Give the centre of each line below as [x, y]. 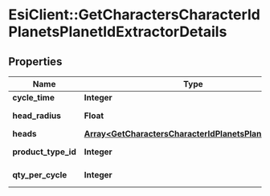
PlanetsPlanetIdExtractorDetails [118, 32]
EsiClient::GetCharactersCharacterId [135, 15]
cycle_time [33, 98]
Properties [35, 61]
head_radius [37, 116]
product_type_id [44, 152]
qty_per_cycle [40, 175]
